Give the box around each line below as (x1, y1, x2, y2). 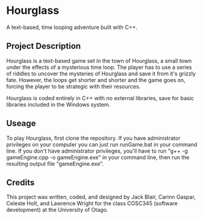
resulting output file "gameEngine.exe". (6, 160, 104, 167)
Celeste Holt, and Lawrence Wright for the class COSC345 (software (6, 200, 178, 207)
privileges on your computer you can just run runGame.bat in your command (6, 141, 198, 148)
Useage (6, 118, 36, 129)
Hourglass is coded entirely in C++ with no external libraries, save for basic (6, 94, 195, 101)
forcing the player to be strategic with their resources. (6, 83, 141, 90)
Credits (6, 177, 35, 188)
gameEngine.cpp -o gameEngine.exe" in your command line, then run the (6, 153, 190, 160)
